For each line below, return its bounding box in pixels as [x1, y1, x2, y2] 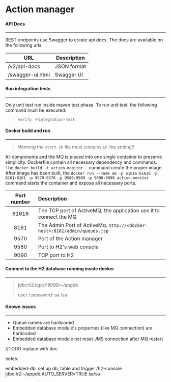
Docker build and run [5, 128, 51, 134]
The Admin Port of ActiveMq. [38, 221, 108, 228]
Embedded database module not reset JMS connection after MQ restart [12, 336, 163, 342]
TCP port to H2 [38, 251, 74, 259]
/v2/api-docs [8, 63, 40, 70]
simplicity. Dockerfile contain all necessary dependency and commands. [5, 159, 158, 165]
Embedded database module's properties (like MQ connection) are [12, 325, 153, 331]
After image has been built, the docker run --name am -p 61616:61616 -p [5, 170, 158, 176]
